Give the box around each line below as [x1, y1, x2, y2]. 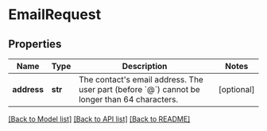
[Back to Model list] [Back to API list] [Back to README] [8, 114, 191, 124]
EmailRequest [8, 6, 102, 24]
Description [122, 61, 168, 71]
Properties [8, 37, 62, 51]
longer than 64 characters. [78, 94, 179, 105]
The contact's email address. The [78, 74, 204, 85]
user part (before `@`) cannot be [78, 84, 200, 94]
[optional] [218, 84, 255, 94]
